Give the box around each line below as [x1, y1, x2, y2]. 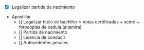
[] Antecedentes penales [18, 40, 69, 46]
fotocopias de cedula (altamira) [18, 24, 82, 30]
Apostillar [11, 14, 31, 20]
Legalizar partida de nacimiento [11, 4, 75, 10]
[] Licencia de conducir [18, 34, 66, 40]
